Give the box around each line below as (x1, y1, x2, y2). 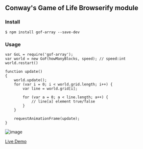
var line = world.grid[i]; (23, 86, 78, 91)
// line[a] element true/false (31, 99, 95, 104)
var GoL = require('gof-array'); (5, 52, 73, 57)
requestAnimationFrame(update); (14, 116, 80, 121)
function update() (5, 69, 43, 74)
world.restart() (5, 61, 38, 65)
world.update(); (14, 78, 48, 83)
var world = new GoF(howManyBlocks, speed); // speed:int (5, 56, 126, 61)
